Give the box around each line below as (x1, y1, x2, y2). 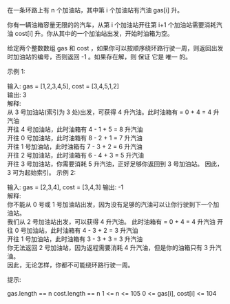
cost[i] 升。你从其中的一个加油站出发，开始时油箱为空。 (14, 30, 174, 37)
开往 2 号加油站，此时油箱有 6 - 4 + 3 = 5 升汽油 (7, 151, 145, 159)
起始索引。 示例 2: (24, 169, 76, 176)
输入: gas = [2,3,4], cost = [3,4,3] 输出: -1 (7, 183, 124, 191)
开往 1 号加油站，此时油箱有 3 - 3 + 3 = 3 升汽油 (7, 235, 143, 243)
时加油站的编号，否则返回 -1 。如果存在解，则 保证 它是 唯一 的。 (7, 53, 191, 61)
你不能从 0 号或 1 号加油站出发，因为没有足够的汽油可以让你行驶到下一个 (7, 200, 213, 209)
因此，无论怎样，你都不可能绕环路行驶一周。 (7, 261, 134, 269)
